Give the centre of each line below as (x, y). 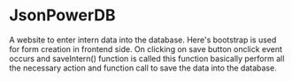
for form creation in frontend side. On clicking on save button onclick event (146, 48)
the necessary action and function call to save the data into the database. (143, 68)
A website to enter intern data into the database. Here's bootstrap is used (143, 40)
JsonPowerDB (63, 15)
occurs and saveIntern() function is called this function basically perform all (147, 58)
